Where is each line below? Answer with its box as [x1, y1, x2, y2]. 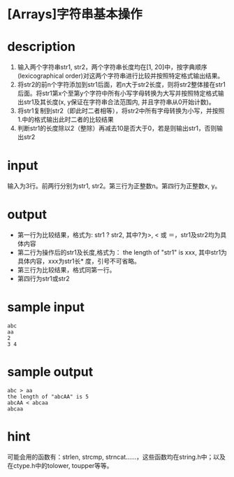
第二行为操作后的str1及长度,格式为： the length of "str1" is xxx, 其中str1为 [17, 248, 227, 256]
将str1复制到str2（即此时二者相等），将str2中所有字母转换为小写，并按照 [17, 106, 225, 115]
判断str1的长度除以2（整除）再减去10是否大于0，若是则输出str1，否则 [17, 124, 217, 133]
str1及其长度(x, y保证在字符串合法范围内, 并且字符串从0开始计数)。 [23, 98, 215, 106]
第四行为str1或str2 [17, 274, 70, 283]
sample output [7, 364, 94, 380]
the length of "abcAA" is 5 [7, 393, 89, 400]
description [7, 39, 75, 55]
